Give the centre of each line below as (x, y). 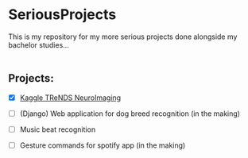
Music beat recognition (58, 129)
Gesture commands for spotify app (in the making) (103, 145)
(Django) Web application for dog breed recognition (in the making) (130, 114)
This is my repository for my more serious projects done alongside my (123, 37)
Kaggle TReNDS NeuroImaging (70, 98)
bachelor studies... (39, 44)
